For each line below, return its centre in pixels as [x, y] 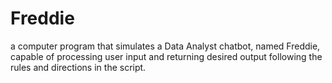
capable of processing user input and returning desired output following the [166, 56]
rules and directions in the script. [78, 67]
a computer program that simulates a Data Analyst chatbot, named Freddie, [165, 46]
